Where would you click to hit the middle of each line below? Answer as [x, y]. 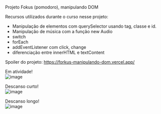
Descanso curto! [22, 86]
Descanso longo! [22, 101]
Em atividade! [19, 72]
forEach [20, 42]
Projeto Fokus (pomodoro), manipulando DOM [52, 7]
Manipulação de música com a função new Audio [62, 31]
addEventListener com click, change [49, 47]
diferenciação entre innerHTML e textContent [58, 52]
